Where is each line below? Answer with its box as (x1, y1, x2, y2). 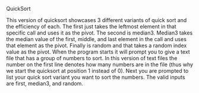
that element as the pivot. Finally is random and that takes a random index (6, 42, 187, 49)
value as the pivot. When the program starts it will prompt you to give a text (6, 48, 190, 55)
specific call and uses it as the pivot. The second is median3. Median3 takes (6, 29, 193, 36)
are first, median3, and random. (6, 80, 83, 87)
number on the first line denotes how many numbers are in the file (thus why (6, 61, 194, 68)
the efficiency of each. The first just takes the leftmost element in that (6, 23, 176, 30)
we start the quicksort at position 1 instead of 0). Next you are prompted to (6, 67, 189, 74)
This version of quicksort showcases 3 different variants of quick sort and (6, 17, 187, 23)
